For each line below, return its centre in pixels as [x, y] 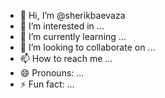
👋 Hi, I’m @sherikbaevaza [72, 15]
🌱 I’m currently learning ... [73, 36]
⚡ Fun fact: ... [47, 84]
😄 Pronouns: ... [52, 73]
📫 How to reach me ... [66, 58]
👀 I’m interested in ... [62, 26]
